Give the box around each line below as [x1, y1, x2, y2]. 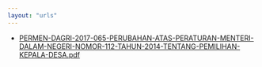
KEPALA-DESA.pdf [18, 50, 81, 59]
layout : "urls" [7, 11, 58, 20]
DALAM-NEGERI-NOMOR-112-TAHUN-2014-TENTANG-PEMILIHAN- [18, 41, 241, 51]
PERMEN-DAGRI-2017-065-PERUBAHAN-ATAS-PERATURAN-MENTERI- [18, 33, 254, 43]
